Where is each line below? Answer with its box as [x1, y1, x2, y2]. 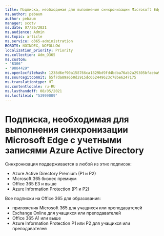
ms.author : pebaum [5, 12, 42, 17]
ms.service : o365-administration [5, 39, 73, 44]
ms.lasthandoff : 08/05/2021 [5, 89, 62, 93]
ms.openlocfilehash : [5, 71, 47, 75]
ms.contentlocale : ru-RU [5, 84, 56, 89]
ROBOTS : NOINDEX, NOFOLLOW [5, 43, 60, 48]
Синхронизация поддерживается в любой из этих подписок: [5, 161, 132, 167]
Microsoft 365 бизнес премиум [12, 176, 77, 182]
